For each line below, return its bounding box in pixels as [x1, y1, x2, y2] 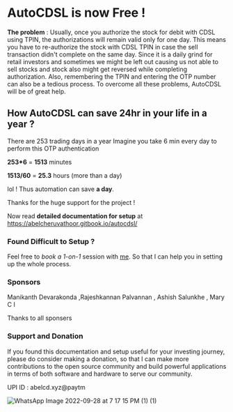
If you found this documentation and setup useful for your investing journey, [7, 347, 225, 356]
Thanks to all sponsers [7, 314, 72, 322]
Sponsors [7, 277, 41, 287]
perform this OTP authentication [7, 144, 99, 153]
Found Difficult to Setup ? [7, 236, 95, 246]
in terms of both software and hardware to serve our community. [7, 369, 193, 378]
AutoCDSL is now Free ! [7, 5, 146, 21]
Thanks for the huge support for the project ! [7, 198, 136, 206]
